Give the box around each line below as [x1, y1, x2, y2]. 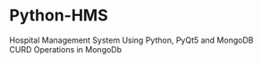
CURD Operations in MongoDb [9, 44, 123, 54]
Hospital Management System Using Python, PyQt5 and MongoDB [9, 35, 254, 45]
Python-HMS [9, 5, 109, 26]
